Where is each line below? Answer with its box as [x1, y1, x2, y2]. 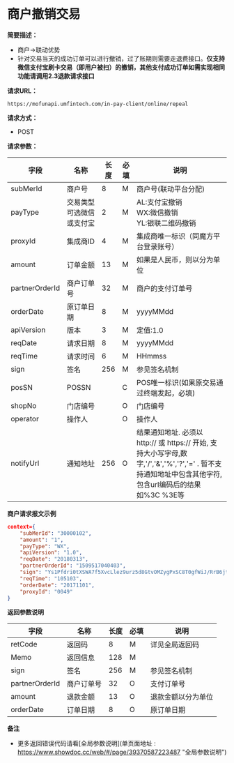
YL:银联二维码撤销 [136, 218, 196, 227]
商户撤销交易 [7, 6, 81, 22]
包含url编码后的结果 [136, 479, 201, 489]
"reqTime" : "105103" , [19, 575, 82, 582]
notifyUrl [10, 458, 40, 468]
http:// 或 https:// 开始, [136, 437, 209, 447]
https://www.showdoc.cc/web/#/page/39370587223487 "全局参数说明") [17, 748, 227, 757]
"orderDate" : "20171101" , [19, 582, 95, 589]
